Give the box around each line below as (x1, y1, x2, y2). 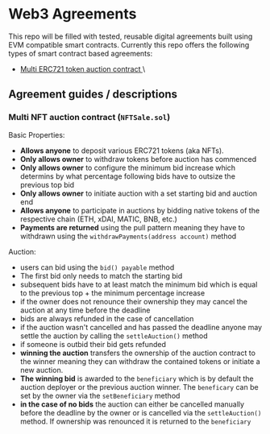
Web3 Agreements (8, 5, 137, 23)
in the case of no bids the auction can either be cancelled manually (19, 399, 244, 409)
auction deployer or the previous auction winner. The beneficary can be (19, 382, 260, 391)
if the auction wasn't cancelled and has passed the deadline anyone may (19, 322, 263, 332)
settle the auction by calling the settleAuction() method (19, 331, 208, 341)
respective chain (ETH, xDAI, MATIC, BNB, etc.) (19, 214, 177, 224)
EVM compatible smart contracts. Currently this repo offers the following (8, 39, 250, 49)
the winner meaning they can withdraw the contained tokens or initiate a (19, 356, 260, 366)
